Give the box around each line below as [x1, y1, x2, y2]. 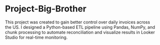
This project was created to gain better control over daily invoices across [5, 19, 150, 25]
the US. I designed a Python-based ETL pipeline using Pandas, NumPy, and [5, 24, 156, 30]
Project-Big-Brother [5, 3, 87, 14]
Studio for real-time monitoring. [5, 34, 68, 40]
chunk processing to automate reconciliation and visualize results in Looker [5, 29, 155, 35]
